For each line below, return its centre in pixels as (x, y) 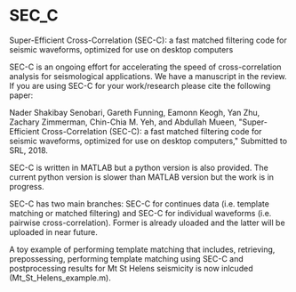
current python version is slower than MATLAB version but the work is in (141, 177)
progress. (27, 186)
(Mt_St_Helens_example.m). (60, 278)
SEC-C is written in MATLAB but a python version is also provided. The (139, 167)
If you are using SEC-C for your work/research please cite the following (140, 85)
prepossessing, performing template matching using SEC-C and (127, 258)
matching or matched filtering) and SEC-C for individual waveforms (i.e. (140, 213)
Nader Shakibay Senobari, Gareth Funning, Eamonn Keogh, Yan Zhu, (135, 112)
